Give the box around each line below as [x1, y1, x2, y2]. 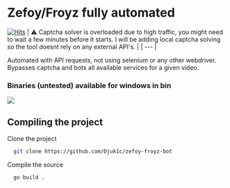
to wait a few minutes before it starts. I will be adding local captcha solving [7, 35, 221, 43]
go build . [13, 173, 45, 181]
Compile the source [7, 160, 64, 169]
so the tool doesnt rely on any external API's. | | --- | [7, 42, 157, 51]
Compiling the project [7, 116, 103, 128]
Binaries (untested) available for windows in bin [7, 80, 172, 90]
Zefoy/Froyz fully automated [7, 5, 175, 21]
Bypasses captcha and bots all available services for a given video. [7, 63, 199, 71]
